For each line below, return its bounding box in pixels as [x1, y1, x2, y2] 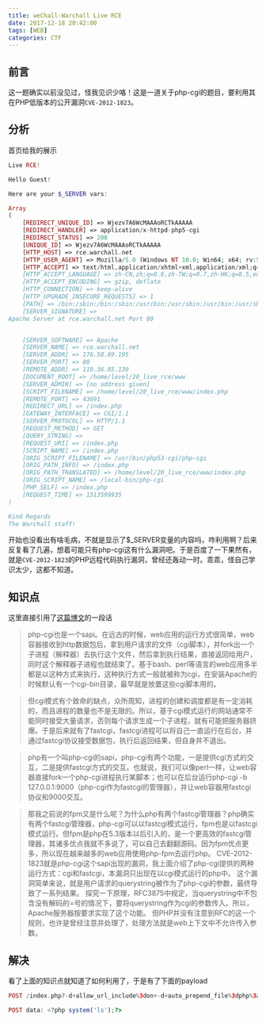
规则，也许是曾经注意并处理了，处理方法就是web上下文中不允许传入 [27, 918, 250, 928]
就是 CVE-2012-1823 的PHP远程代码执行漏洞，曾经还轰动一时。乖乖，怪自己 [8, 555, 249, 565]
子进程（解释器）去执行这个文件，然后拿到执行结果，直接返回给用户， [27, 649, 257, 659]
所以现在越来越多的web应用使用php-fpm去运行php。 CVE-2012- [41, 849, 253, 859]
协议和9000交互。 [27, 792, 87, 802]
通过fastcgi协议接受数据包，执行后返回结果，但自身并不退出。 [27, 736, 231, 745]
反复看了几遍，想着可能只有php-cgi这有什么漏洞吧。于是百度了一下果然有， [8, 545, 256, 555]
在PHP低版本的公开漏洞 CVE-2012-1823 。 [8, 98, 139, 107]
